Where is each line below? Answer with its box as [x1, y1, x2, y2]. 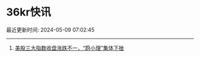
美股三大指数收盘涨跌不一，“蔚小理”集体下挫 [14, 44, 124, 51]
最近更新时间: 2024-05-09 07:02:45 [6, 26, 95, 33]
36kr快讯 [6, 5, 51, 19]
